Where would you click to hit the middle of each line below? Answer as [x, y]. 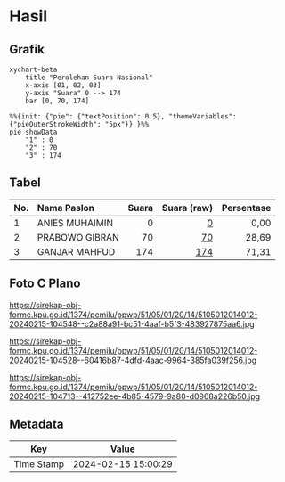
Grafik [27, 49]
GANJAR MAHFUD [76, 251]
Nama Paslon [66, 208]
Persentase [246, 208]
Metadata [37, 425]
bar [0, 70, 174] [57, 101]
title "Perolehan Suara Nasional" [89, 78]
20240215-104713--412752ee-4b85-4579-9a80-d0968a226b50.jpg [135, 396]
